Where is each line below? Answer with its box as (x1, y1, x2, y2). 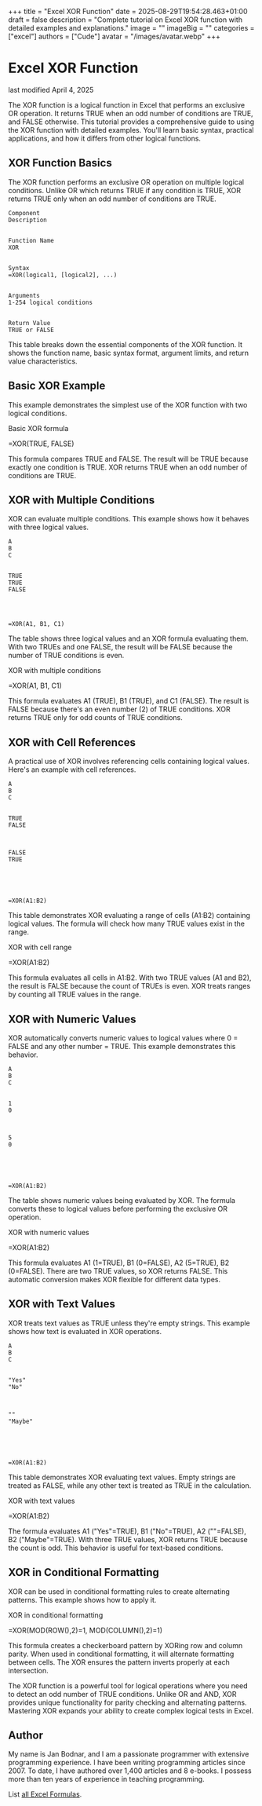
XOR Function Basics (8, 156, 112, 170)
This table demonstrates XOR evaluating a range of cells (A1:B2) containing (8, 911, 251, 920)
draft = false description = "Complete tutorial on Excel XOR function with (8, 15, 243, 24)
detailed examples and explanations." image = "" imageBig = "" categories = (8, 24, 255, 32)
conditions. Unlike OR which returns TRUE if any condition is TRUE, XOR (8, 185, 242, 195)
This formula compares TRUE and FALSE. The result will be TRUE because (8, 454, 249, 463)
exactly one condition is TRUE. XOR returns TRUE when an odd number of (8, 462, 248, 472)
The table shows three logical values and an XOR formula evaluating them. (8, 634, 249, 643)
